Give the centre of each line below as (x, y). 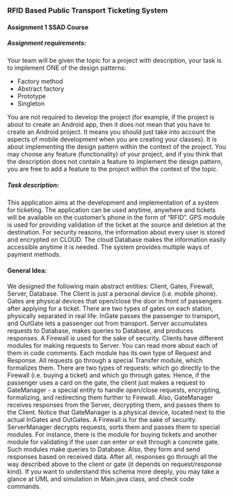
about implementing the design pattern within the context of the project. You (116, 147)
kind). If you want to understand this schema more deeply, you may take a (113, 471)
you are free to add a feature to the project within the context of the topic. (113, 169)
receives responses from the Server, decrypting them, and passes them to (114, 405)
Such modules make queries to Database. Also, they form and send (104, 449)
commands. (24, 486)
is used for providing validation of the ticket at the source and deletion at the (116, 225)
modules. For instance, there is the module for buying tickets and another (112, 434)
